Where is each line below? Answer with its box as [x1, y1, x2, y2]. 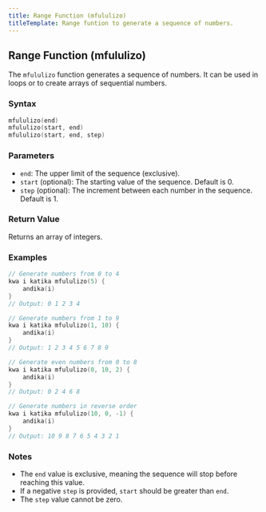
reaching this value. [19, 477, 85, 487]
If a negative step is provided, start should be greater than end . [19, 486, 229, 495]
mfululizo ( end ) [8, 117, 59, 125]
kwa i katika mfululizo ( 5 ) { [8, 277, 105, 285]
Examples [8, 252, 48, 263]
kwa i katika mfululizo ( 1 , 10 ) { [8, 321, 120, 330]
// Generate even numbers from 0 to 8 [8, 358, 137, 366]
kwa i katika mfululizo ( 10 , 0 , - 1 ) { [8, 410, 134, 418]
